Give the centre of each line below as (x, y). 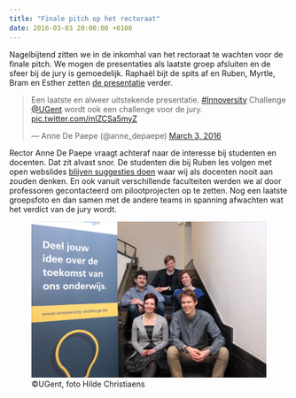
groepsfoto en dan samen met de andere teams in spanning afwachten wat (146, 200)
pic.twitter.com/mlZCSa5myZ (84, 119)
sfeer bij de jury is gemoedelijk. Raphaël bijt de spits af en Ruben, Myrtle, (142, 73)
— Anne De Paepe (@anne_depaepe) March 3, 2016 (126, 135)
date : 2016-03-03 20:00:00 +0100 (71, 28)
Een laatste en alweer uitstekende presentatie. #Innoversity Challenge (158, 99)
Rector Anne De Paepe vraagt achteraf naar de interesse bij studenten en (143, 153)
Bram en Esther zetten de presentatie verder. (91, 82)
